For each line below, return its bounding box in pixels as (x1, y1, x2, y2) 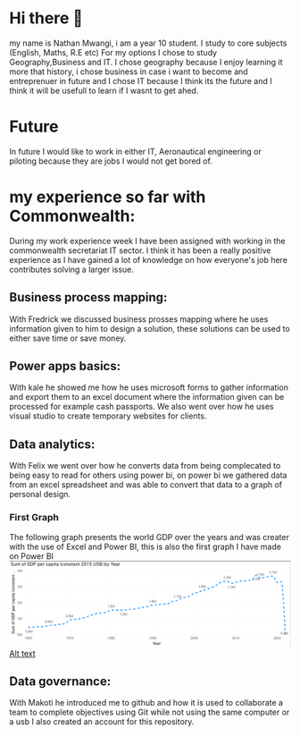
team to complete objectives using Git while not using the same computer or (9, 706, 290, 718)
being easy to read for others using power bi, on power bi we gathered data (9, 470, 287, 481)
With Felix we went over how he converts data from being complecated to (9, 461, 281, 471)
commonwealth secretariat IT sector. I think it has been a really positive (9, 245, 271, 256)
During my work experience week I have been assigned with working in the (9, 235, 286, 246)
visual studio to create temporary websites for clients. (9, 410, 207, 421)
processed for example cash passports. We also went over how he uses (9, 402, 274, 412)
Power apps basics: (9, 359, 121, 374)
